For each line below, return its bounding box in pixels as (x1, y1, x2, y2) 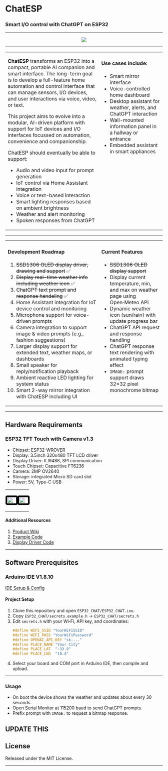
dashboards (16, 355, 44, 362)
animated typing (109, 355, 148, 362)
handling (109, 337, 130, 344)
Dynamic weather (109, 305, 151, 312)
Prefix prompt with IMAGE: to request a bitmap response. (12, 710, 128, 716)
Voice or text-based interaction (16, 192, 90, 199)
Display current (109, 274, 146, 281)
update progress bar (109, 318, 158, 325)
